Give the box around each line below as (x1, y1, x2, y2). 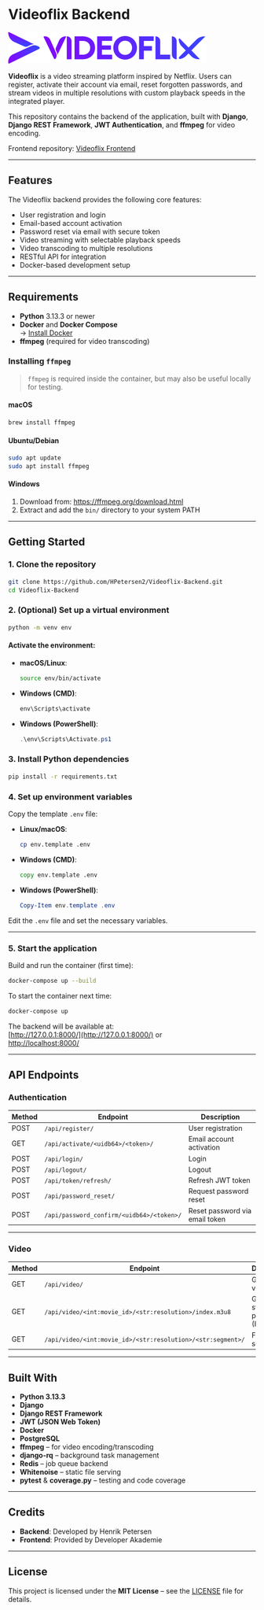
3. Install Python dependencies (8, 754, 130, 765)
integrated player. (8, 96, 65, 105)
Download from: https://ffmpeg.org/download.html (19, 497, 184, 507)
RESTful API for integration (19, 252, 107, 261)
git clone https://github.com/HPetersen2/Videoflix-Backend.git (8, 578, 223, 585)
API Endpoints (8, 1069, 79, 1082)
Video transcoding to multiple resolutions (19, 243, 153, 253)
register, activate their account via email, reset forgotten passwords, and (8, 79, 244, 89)
